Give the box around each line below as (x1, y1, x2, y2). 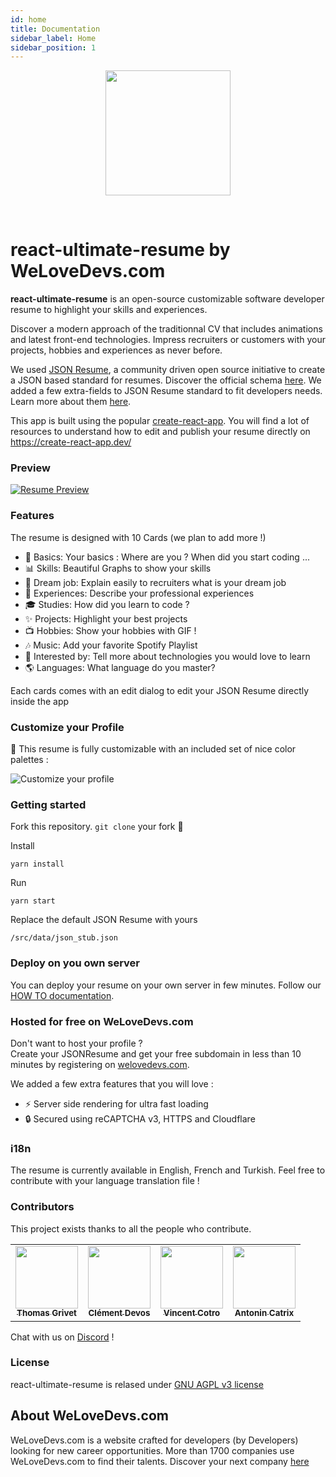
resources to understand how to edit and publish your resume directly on (10, 426, 311, 438)
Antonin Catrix (234, 1307, 295, 1319)
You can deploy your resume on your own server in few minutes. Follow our (10, 979, 322, 991)
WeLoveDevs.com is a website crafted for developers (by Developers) (10, 1434, 299, 1446)
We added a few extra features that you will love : (10, 1077, 214, 1090)
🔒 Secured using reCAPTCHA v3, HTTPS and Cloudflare (24, 1112, 256, 1125)
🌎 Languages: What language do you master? (24, 661, 216, 673)
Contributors (10, 1200, 75, 1214)
